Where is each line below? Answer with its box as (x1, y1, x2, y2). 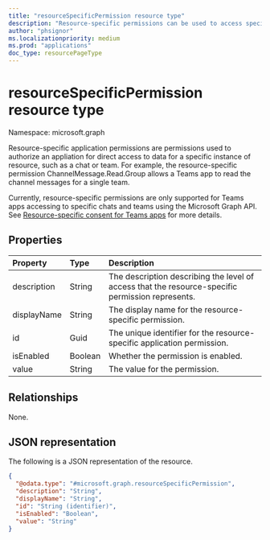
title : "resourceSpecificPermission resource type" (8, 11, 185, 20)
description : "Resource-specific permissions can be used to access (8, 19, 243, 27)
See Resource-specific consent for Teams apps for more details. (8, 210, 223, 220)
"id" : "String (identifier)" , (15, 502, 117, 510)
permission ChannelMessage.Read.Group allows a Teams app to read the (8, 168, 252, 178)
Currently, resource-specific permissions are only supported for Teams (8, 192, 244, 202)
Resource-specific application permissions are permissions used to (8, 142, 231, 153)
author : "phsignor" (8, 27, 74, 35)
